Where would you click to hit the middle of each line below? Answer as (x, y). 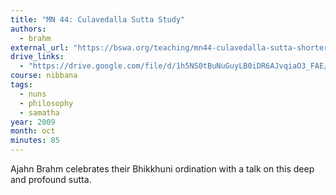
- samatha (39, 112)
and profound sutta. (51, 179)
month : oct (33, 131)
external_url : (40, 47)
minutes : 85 (35, 141)
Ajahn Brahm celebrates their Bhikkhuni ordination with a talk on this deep (162, 169)
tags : (21, 85)
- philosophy (46, 103)
